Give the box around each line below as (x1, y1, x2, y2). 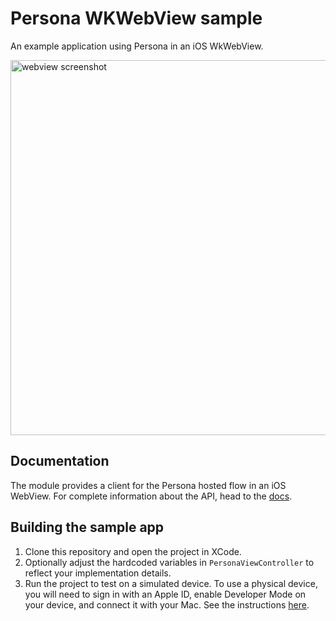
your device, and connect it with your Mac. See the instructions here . (24, 598, 310, 611)
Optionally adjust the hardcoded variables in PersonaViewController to (24, 556, 315, 568)
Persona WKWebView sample (10, 7, 263, 30)
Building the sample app (10, 519, 165, 536)
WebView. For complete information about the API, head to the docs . (10, 490, 293, 502)
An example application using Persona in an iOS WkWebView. (10, 40, 264, 52)
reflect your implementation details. (24, 567, 172, 579)
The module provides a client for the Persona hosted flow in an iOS (10, 479, 287, 491)
